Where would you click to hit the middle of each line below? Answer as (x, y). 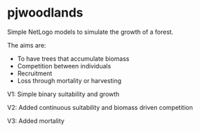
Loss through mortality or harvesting (69, 80)
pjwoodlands (45, 13)
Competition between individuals (64, 66)
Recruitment (35, 73)
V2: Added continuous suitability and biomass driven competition (100, 107)
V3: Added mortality (36, 121)
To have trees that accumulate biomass (73, 58)
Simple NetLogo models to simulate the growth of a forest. (90, 32)
